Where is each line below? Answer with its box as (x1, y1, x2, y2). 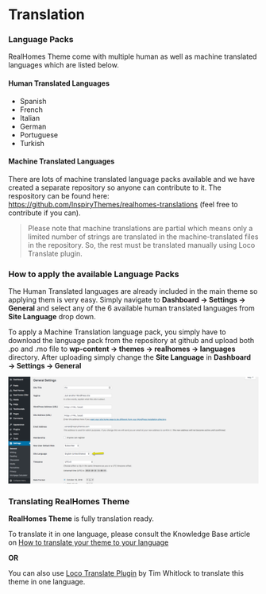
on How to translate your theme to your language (8, 538, 169, 547)
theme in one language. (8, 577, 86, 587)
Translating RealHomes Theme (8, 496, 129, 507)
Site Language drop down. (8, 312, 97, 322)
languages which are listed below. (8, 60, 119, 70)
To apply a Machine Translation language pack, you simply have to (8, 327, 226, 337)
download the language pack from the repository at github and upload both (8, 336, 255, 345)
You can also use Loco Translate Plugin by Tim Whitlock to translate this (8, 569, 245, 578)
